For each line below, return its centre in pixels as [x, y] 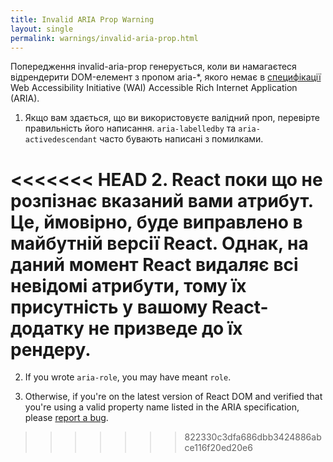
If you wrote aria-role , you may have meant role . [128, 377]
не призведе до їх [165, 328]
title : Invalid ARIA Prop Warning [82, 19]
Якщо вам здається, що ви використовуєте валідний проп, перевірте [172, 118]
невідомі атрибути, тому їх [128, 285]
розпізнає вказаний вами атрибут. [162, 200]
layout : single [42, 29]
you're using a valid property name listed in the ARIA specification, [162, 407]
